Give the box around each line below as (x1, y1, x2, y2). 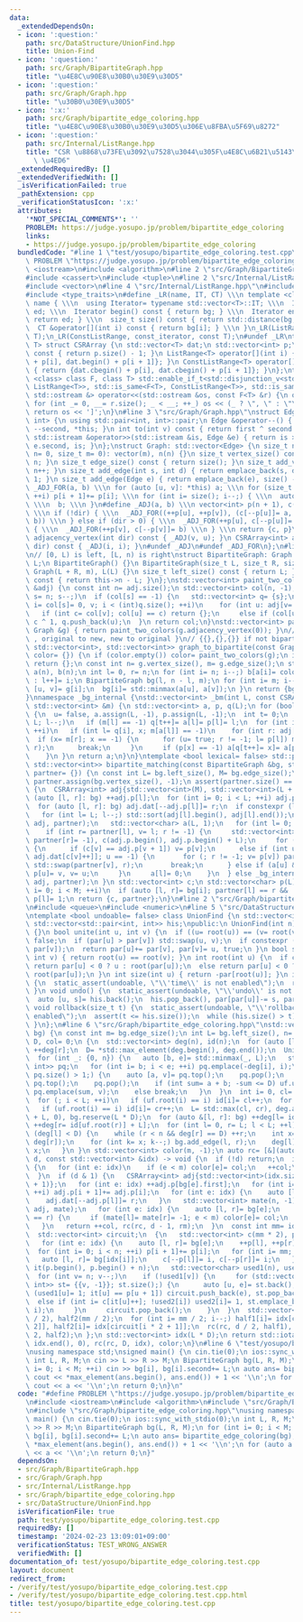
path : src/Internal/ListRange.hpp (25, 139, 155, 148)
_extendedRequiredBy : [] (17, 164, 111, 173)
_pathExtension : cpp (17, 190, 95, 199)
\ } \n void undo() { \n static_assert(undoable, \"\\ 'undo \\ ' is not (25, 987, 293, 996)
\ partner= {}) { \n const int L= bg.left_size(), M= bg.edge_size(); (25, 768, 293, 777)
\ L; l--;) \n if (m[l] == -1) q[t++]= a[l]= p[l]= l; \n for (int (25, 718, 289, 728)
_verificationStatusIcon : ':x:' (17, 198, 140, 208)
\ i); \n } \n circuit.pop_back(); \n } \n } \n (25, 1305, 241, 1314)
